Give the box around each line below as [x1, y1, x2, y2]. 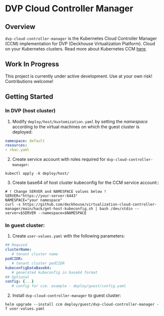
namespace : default [5, 138, 45, 143]
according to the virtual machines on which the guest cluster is [12, 124, 140, 130]
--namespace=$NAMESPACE [38, 211, 87, 216]
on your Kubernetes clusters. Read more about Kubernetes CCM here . [5, 46, 147, 52]
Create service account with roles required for [12, 157, 106, 162]
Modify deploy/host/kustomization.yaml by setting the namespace [12, 118, 148, 124]
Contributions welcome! [5, 78, 54, 84]
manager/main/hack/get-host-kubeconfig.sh [5, 207, 93, 211]
